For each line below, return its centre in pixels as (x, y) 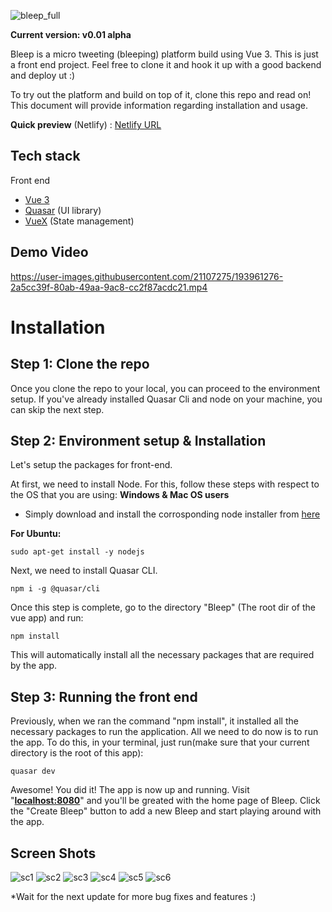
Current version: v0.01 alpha (71, 34)
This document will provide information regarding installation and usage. (159, 105)
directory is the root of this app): (77, 753)
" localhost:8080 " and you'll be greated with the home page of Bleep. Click (165, 801)
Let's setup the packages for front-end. (91, 465)
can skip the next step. (57, 409)
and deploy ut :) (43, 75)
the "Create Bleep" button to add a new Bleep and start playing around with (166, 811)
